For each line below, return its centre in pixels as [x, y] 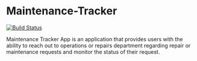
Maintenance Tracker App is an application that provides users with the [95, 39]
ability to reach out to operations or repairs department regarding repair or [98, 45]
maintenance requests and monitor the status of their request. [83, 51]
